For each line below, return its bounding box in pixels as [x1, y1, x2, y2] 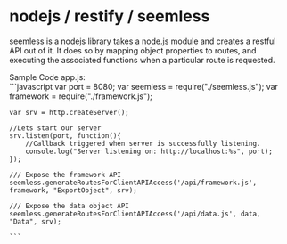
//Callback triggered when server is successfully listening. [25, 139, 261, 148]
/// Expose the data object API [9, 201, 129, 210]
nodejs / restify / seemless [9, 6, 210, 27]
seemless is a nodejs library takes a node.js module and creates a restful [9, 36, 276, 46]
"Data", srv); [9, 216, 62, 226]
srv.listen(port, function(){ [9, 131, 122, 140]
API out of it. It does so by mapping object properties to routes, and [9, 45, 257, 55]
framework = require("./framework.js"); [9, 91, 153, 102]
